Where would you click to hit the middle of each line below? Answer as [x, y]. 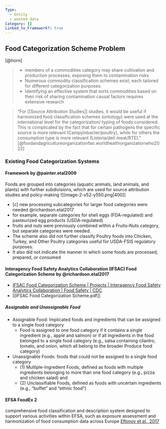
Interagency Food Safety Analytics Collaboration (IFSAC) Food [71, 269]
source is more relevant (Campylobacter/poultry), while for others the [88, 132]
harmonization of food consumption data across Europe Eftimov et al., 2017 [82, 422]
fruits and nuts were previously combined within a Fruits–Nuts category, [86, 226]
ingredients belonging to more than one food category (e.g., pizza [87, 373]
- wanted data [24, 19]
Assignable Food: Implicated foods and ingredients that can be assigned [86, 320]
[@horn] [14, 60]
